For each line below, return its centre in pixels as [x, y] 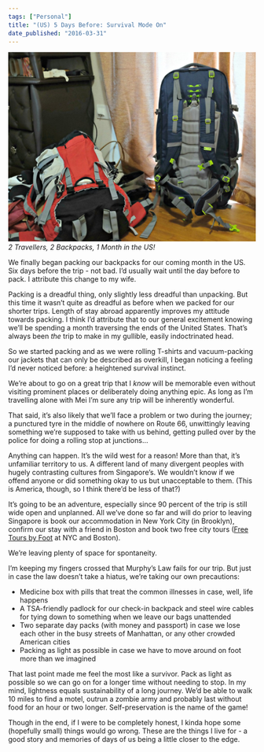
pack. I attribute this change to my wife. [72, 279]
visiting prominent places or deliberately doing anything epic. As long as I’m [131, 392]
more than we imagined [58, 659]
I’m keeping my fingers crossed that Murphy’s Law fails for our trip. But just [130, 568]
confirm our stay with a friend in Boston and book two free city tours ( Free [128, 529]
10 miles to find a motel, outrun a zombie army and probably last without [125, 699]
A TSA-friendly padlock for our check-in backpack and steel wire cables [136, 609]
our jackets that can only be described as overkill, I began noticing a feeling [130, 360]
